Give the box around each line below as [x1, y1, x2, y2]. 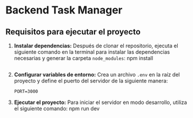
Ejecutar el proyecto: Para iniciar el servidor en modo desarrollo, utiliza [13, 99, 187, 106]
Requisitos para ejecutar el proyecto [5, 27, 141, 37]
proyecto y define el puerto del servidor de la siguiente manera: [13, 77, 168, 84]
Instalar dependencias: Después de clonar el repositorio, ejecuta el [13, 42, 178, 49]
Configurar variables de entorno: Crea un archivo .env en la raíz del [13, 71, 180, 78]
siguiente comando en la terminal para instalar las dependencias [13, 48, 170, 55]
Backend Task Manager [5, 4, 123, 17]
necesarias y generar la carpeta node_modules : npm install [13, 55, 154, 61]
